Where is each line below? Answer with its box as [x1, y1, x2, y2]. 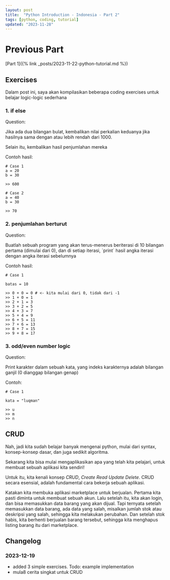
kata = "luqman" [5, 398, 40, 403]
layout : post [5, 7, 33, 13]
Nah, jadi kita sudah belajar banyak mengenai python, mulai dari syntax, [5, 443, 157, 450]
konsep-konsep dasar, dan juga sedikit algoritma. [5, 449, 109, 455]
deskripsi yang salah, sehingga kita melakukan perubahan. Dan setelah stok [5, 511, 165, 517]
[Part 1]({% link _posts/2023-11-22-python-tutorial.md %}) [5, 61, 128, 67]
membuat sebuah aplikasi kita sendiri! [5, 464, 85, 470]
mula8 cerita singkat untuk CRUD [12, 569, 83, 575]
